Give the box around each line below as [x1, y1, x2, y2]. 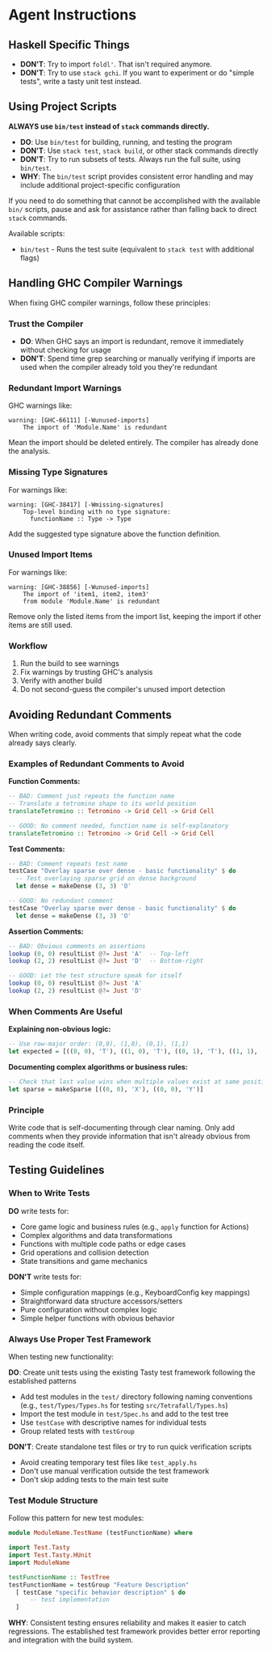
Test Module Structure [8, 1494, 98, 1506]
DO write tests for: [8, 1206, 69, 1215]
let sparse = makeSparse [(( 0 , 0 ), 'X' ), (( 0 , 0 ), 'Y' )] [8, 1085, 204, 1093]
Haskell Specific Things [8, 38, 131, 52]
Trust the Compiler [8, 318, 84, 329]
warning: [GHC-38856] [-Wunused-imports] [8, 583, 150, 591]
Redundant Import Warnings [8, 382, 123, 393]
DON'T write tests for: [8, 1272, 82, 1282]
